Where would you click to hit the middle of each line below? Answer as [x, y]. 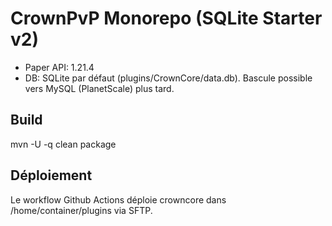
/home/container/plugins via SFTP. [81, 210]
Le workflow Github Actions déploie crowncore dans [118, 199]
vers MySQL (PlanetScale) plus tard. [99, 88]
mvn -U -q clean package [63, 144]
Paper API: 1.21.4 [59, 67]
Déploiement [51, 175]
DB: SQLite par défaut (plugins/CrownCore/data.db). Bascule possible [168, 78]
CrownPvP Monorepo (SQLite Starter [166, 18]
